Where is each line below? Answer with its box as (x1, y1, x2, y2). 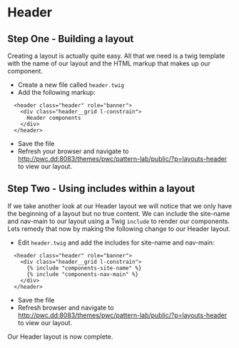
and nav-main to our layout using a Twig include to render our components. (7, 217, 230, 225)
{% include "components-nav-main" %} (26, 270, 139, 278)
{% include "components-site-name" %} (26, 265, 142, 272)
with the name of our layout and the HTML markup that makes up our (7, 59, 210, 68)
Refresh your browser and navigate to (17, 147, 129, 155)
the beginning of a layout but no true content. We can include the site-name (7, 209, 230, 217)
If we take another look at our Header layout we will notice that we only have (7, 201, 233, 210)
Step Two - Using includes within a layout (7, 183, 195, 195)
